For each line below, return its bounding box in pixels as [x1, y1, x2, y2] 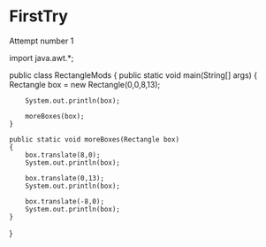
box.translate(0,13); [25, 174, 104, 182]
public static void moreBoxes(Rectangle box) [9, 135, 179, 143]
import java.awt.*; [9, 52, 74, 63]
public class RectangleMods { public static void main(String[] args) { [9, 69, 258, 81]
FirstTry [9, 6, 69, 27]
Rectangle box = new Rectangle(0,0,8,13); [9, 79, 161, 89]
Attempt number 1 [9, 35, 74, 46]
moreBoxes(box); [25, 112, 86, 120]
